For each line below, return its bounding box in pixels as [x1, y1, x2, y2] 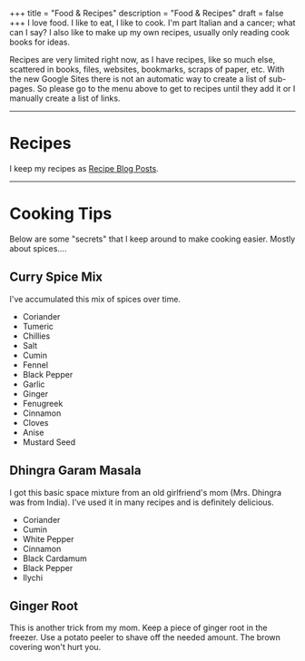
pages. [9, 84, 35, 94]
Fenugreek [22, 398, 64, 409]
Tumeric [22, 321, 54, 331]
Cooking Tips [9, 203, 113, 224]
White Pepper [22, 533, 74, 544]
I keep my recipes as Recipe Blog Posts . [9, 163, 159, 173]
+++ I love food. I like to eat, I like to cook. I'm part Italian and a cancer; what [9, 17, 296, 28]
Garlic [22, 379, 45, 390]
